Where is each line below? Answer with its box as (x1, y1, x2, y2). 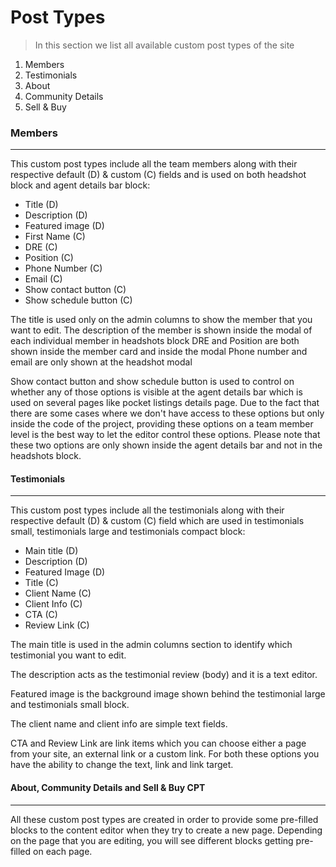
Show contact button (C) (24, 284, 127, 296)
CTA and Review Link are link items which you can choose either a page (10, 737, 307, 750)
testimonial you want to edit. (10, 649, 127, 661)
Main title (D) (24, 545, 79, 557)
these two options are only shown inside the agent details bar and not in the (10, 439, 323, 451)
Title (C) (24, 577, 59, 589)
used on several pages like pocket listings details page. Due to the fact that (10, 397, 320, 409)
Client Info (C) (24, 598, 83, 610)
